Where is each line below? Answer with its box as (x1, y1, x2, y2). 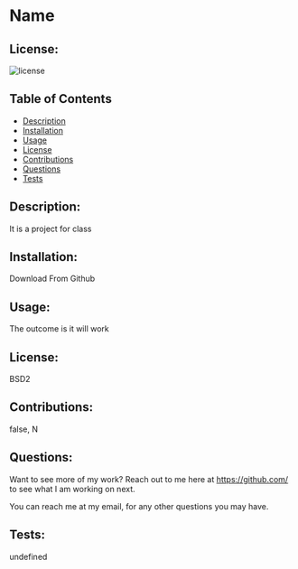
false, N (9, 424, 39, 434)
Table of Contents (9, 91, 113, 107)
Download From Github (9, 273, 96, 284)
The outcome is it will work (9, 323, 110, 334)
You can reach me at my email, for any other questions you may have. (9, 500, 269, 511)
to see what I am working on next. (9, 483, 135, 494)
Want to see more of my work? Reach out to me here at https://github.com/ (9, 473, 289, 484)
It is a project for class (9, 223, 92, 234)
